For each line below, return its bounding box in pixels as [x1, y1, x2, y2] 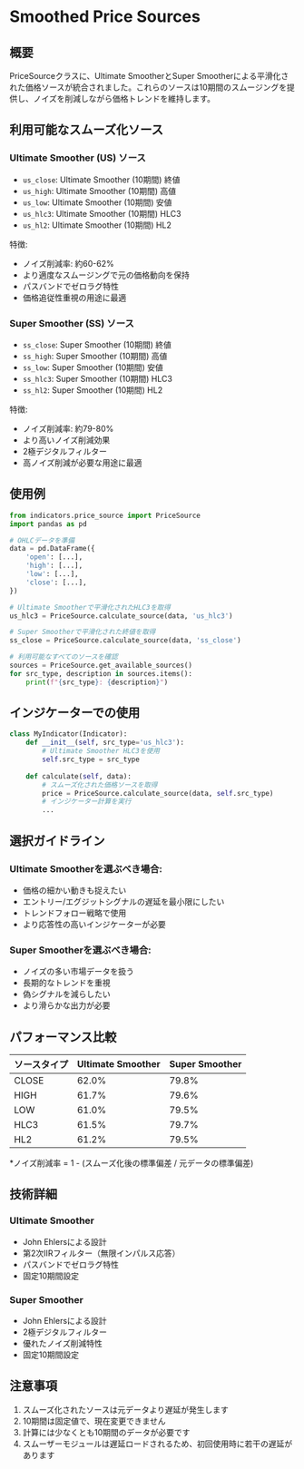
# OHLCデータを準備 [9, 535, 75, 545]
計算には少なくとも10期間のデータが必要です [22, 1426, 191, 1437]
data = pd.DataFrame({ [9, 544, 95, 553]
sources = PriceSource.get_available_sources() [9, 661, 193, 671]
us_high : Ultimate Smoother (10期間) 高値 [22, 185, 177, 196]
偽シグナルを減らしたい [22, 989, 111, 1000]
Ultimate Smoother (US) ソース [9, 152, 147, 164]
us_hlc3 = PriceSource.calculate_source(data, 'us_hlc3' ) [9, 611, 233, 621]
